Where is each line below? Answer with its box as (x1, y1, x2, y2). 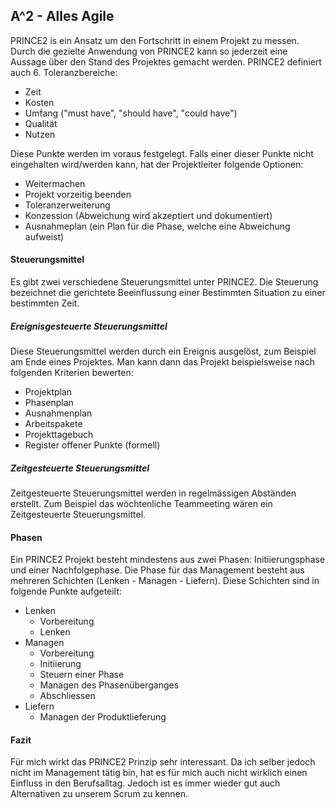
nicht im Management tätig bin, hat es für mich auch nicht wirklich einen (10, 767, 308, 779)
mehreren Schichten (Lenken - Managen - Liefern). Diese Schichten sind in (10, 575, 320, 587)
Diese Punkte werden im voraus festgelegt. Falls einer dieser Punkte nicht (10, 147, 314, 159)
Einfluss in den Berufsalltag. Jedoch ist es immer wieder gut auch (10, 777, 281, 789)
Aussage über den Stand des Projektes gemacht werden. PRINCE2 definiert (10, 55, 322, 68)
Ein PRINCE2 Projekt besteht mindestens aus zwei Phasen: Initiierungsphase (10, 554, 326, 566)
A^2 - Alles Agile (10, 8, 115, 25)
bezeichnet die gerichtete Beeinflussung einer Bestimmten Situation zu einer (10, 287, 326, 299)
